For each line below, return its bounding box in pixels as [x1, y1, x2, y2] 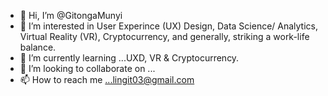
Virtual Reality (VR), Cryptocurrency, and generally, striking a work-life [19, 31, 310, 42]
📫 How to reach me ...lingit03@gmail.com [19, 74, 195, 85]
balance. [19, 41, 57, 53]
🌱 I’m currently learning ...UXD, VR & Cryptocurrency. [19, 52, 240, 64]
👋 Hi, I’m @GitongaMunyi [19, 10, 123, 21]
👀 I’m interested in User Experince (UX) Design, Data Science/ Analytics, [19, 20, 319, 32]
